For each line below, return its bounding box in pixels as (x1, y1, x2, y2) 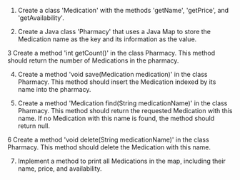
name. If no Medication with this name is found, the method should (17, 114, 215, 122)
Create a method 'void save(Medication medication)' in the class (17, 70, 208, 78)
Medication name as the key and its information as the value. (17, 35, 197, 43)
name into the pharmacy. (17, 85, 91, 93)
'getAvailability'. (17, 14, 64, 22)
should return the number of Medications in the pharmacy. (7, 56, 179, 65)
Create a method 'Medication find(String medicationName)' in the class (17, 99, 228, 107)
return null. (17, 122, 50, 130)
